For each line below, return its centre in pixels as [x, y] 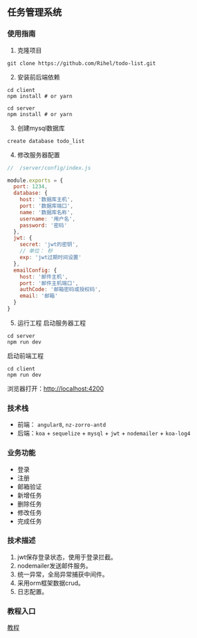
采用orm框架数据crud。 [51, 583]
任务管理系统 [35, 12]
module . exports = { [35, 180]
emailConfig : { [35, 270]
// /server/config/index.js [49, 168]
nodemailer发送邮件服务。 [54, 565]
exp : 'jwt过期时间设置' [50, 258]
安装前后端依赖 [38, 77]
